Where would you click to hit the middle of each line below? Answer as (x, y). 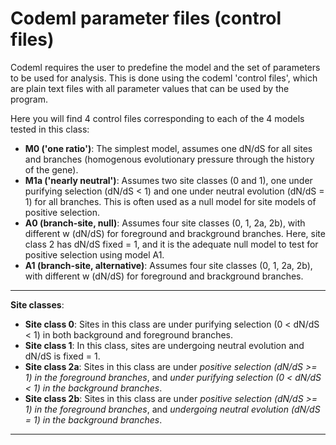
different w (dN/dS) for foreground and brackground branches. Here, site (175, 233)
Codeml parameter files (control (146, 18)
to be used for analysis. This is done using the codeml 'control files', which (164, 78)
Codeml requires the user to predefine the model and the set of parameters (165, 67)
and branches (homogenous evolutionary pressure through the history (169, 159)
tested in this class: (50, 129)
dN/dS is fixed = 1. (62, 356)
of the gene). (51, 169)
